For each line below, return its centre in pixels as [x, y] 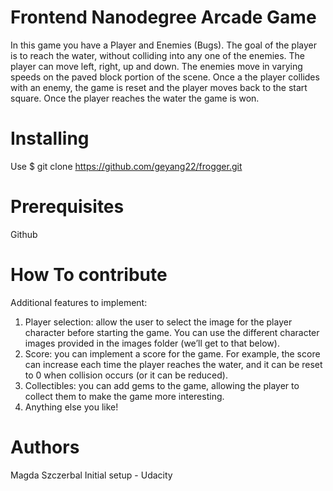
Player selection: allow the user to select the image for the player [158, 322]
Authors [45, 447]
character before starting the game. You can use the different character [172, 332]
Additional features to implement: [79, 302]
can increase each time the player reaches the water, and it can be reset [173, 364]
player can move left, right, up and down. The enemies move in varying [156, 66]
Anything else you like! [71, 407]
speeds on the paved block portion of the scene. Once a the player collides [165, 77]
